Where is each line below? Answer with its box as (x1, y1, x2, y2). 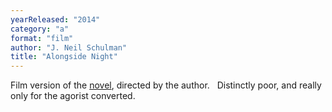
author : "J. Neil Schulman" (10, 42, 128, 53)
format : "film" (10, 33, 74, 43)
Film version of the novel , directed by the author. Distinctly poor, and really (10, 79, 322, 91)
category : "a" (10, 24, 70, 34)
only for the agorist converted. (10, 90, 136, 102)
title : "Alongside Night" (10, 52, 118, 62)
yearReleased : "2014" (10, 14, 101, 25)
